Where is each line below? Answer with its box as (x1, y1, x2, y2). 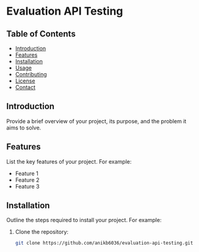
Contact (15, 84, 35, 91)
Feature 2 (15, 176, 40, 184)
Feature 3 (15, 182, 40, 190)
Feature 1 (15, 170, 38, 177)
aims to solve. (6, 124, 42, 131)
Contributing (15, 71, 47, 77)
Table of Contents (6, 29, 76, 39)
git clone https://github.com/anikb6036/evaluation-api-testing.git (15, 240, 194, 247)
